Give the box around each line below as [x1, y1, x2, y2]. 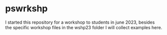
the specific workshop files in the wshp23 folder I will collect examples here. [5, 24, 163, 30]
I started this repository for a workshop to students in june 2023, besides [5, 19, 155, 25]
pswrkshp [5, 3, 48, 14]
